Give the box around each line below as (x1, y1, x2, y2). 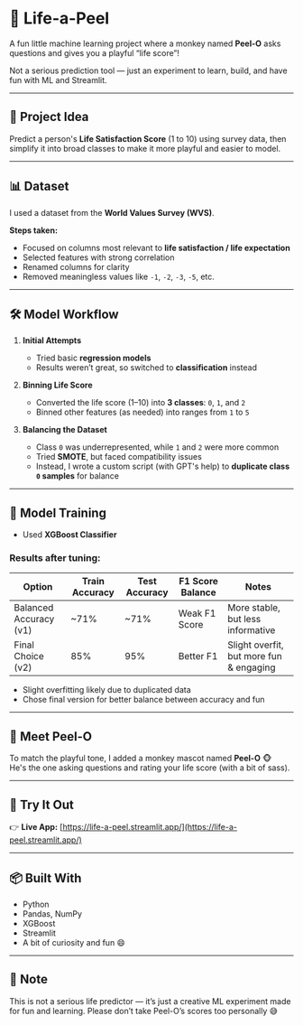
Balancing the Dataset (22, 424, 108, 435)
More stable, (226, 601, 281, 614)
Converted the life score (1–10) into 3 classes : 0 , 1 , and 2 (35, 397, 246, 408)
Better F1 (178, 650, 218, 663)
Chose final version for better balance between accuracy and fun (22, 694, 265, 705)
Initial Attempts (22, 335, 82, 346)
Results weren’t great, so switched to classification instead (35, 362, 258, 373)
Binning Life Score (22, 379, 93, 391)
